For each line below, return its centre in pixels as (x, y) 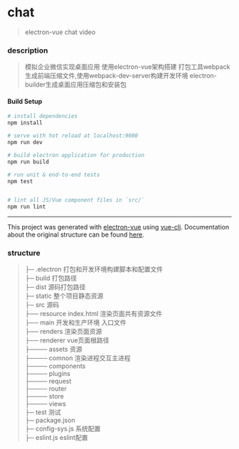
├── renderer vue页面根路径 (67, 340)
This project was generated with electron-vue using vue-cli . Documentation (118, 227)
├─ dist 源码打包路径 (55, 287)
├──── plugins (48, 374)
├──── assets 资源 (53, 350)
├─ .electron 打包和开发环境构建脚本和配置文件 (94, 269)
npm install (25, 123)
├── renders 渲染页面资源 (63, 332)
